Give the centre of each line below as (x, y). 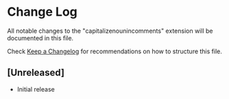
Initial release (36, 89)
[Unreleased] (36, 73)
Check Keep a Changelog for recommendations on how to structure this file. (115, 51)
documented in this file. (40, 38)
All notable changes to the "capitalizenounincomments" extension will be (110, 31)
